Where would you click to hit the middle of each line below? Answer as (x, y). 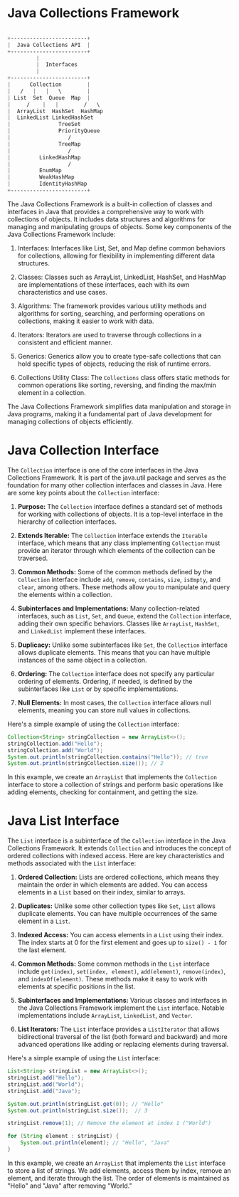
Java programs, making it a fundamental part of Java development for (110, 413)
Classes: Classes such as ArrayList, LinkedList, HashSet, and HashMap (122, 277)
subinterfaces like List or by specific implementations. (98, 689)
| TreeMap (44, 144)
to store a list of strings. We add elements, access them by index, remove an (119, 1170)
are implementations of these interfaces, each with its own (103, 284)
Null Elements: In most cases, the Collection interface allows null (114, 702)
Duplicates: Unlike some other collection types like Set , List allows (116, 906)
